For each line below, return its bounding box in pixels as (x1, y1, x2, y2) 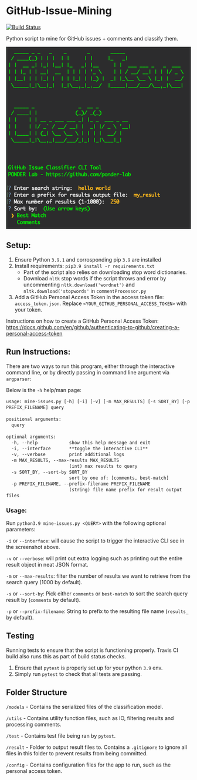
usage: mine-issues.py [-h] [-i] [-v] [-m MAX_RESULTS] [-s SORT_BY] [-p (6, 399, 191, 404)
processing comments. (6, 721, 62, 728)
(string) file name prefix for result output (69, 487, 182, 493)
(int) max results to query (69, 463, 138, 469)
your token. (14, 306, 42, 313)
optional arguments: (6, 434, 57, 440)
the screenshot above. (6, 543, 60, 550)
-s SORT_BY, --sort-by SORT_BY (11, 469, 88, 475)
